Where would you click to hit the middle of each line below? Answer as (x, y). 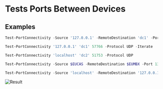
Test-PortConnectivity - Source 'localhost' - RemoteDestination (70, 73)
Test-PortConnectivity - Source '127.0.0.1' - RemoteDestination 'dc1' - (79, 38)
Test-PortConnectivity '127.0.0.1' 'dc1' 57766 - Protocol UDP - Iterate (79, 46)
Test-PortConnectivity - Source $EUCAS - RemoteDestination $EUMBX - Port (79, 64)
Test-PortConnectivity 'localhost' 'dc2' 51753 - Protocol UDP (69, 55)
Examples (20, 27)
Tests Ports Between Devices (65, 9)
